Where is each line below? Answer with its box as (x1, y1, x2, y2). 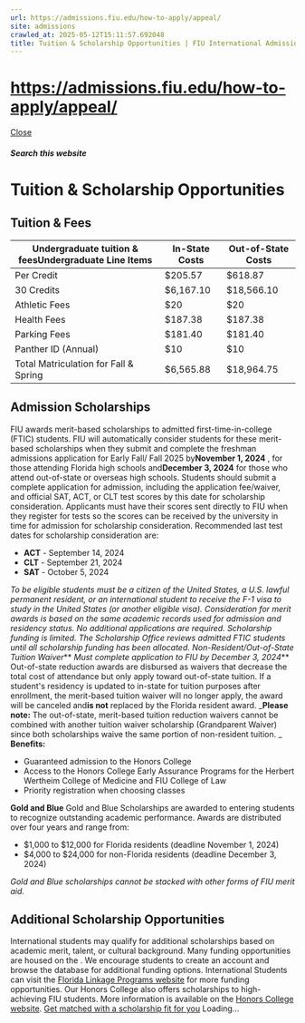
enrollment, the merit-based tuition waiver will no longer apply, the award (10, 690, 283, 701)
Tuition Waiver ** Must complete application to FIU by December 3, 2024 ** (10, 651, 290, 662)
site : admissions (10, 22, 76, 31)
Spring (14, 368, 43, 381)
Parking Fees (14, 327, 71, 340)
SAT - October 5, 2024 (23, 566, 110, 577)
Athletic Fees (14, 298, 71, 311)
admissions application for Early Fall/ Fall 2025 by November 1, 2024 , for (10, 453, 283, 463)
